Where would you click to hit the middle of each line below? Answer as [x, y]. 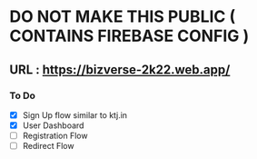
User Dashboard [53, 125]
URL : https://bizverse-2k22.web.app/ [120, 70]
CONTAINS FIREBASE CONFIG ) [129, 36]
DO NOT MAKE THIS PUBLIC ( [123, 17]
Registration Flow [55, 135]
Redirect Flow [48, 146]
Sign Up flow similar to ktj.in [75, 114]
